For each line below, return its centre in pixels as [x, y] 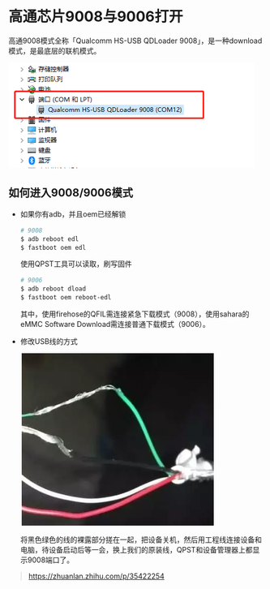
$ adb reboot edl [49, 239]
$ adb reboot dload [53, 289]
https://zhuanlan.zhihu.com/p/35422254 [96, 576]
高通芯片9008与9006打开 [96, 17]
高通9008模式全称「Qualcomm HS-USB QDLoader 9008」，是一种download [135, 41]
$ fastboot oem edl [53, 247]
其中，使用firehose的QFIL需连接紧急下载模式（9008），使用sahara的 [135, 314]
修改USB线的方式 [49, 341]
